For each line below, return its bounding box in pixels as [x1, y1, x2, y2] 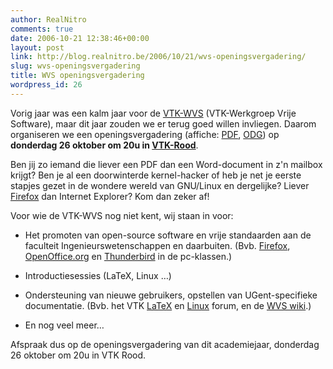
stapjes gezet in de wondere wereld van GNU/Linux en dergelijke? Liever [10, 179, 310, 191]
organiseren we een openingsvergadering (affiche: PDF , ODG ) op [10, 128, 280, 140]
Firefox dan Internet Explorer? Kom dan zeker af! [10, 190, 210, 202]
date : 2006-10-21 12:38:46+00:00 [10, 33, 150, 43]
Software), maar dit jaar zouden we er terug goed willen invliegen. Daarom [10, 117, 317, 130]
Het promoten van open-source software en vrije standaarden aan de [24, 229, 312, 241]
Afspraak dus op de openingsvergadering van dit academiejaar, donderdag [10, 338, 320, 350]
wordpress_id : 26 [10, 80, 83, 90]
